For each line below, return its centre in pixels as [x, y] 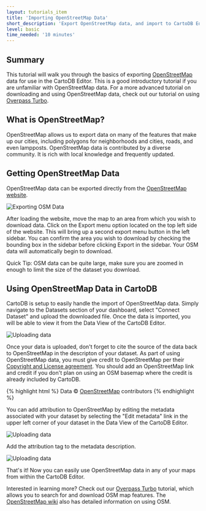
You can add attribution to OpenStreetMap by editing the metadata [90, 410]
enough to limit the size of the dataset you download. [74, 269]
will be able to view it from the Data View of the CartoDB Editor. [86, 323]
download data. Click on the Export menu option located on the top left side [102, 225]
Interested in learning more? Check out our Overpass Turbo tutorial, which [100, 489]
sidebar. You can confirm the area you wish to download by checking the [99, 238]
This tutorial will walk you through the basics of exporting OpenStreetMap [100, 74]
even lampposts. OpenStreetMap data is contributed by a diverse [89, 147]
